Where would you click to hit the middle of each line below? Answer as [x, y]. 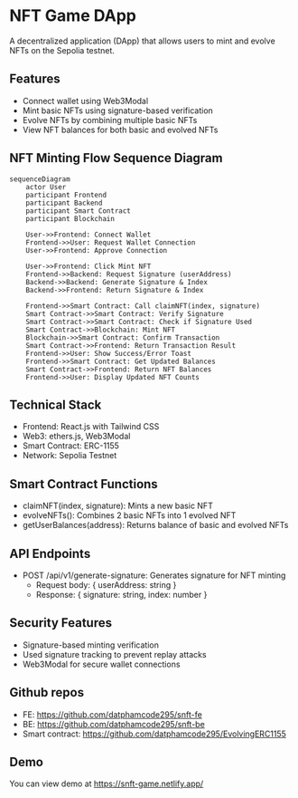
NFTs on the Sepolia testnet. [62, 50]
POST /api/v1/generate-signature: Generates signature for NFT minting [154, 575]
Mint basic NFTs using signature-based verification [118, 111]
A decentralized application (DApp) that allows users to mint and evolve [142, 41]
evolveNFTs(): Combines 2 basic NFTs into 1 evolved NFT [129, 515]
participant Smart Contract [78, 211]
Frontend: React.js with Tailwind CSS [91, 427]
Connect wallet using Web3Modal [85, 101]
